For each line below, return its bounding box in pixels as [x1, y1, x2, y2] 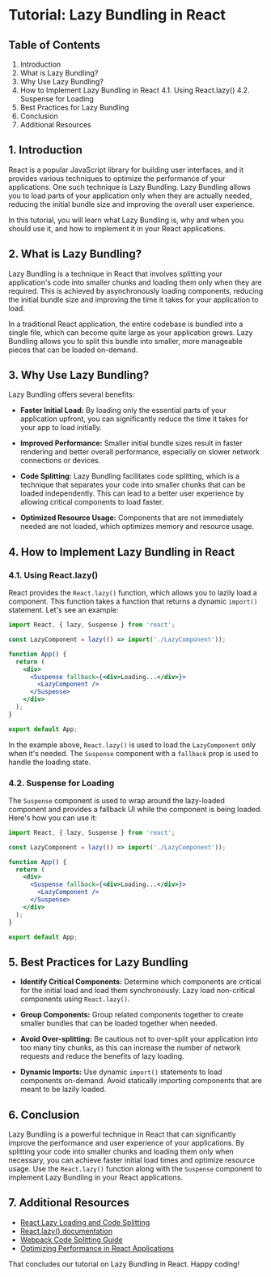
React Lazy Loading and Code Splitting [19, 1217, 150, 1227]
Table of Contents [8, 38, 101, 52]
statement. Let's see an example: [8, 605, 119, 615]
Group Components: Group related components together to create [19, 1010, 244, 1020]
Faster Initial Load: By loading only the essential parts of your [19, 406, 227, 415]
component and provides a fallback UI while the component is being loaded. [8, 804, 263, 814]
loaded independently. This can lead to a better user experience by [19, 488, 244, 498]
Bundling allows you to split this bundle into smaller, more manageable [8, 336, 243, 346]
